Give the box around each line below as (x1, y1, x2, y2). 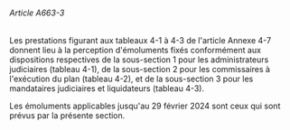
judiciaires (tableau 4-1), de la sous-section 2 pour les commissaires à (9, 64, 271, 75)
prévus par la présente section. (9, 110, 126, 121)
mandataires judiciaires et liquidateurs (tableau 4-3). (9, 83, 205, 94)
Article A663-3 (9, 7, 65, 18)
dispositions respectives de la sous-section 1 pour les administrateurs (9, 54, 269, 65)
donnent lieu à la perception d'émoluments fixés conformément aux (9, 45, 262, 56)
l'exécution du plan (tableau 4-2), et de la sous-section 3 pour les (9, 73, 254, 85)
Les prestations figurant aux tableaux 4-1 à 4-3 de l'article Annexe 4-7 (9, 35, 272, 46)
